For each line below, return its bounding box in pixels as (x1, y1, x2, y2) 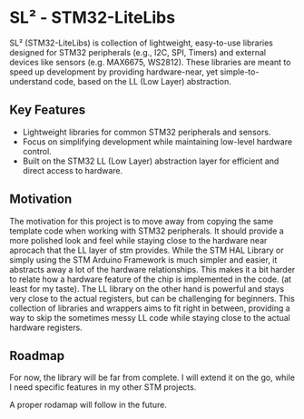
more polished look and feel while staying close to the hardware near (9, 234, 268, 245)
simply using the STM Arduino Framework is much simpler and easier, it (9, 254, 278, 265)
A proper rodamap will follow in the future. (9, 399, 168, 411)
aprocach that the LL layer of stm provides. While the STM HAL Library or (9, 244, 284, 255)
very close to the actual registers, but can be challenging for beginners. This (9, 293, 295, 304)
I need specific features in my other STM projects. (9, 382, 197, 393)
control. (22, 145, 52, 156)
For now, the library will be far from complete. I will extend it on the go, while (9, 372, 295, 384)
